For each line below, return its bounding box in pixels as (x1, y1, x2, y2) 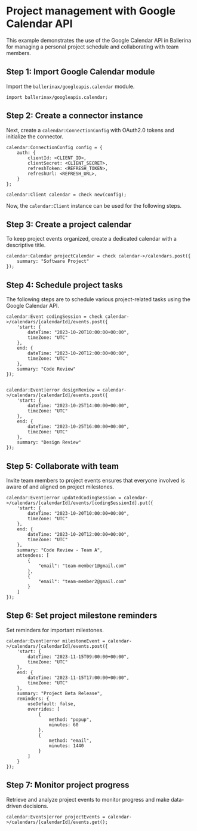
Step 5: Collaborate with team (6, 461, 119, 471)
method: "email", (48, 738, 93, 744)
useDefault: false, (27, 700, 76, 707)
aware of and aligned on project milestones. (6, 483, 115, 490)
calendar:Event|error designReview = (6, 387, 100, 393)
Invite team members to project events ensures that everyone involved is (6, 477, 185, 484)
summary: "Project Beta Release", (17, 690, 103, 696)
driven (6, 802, 22, 809)
